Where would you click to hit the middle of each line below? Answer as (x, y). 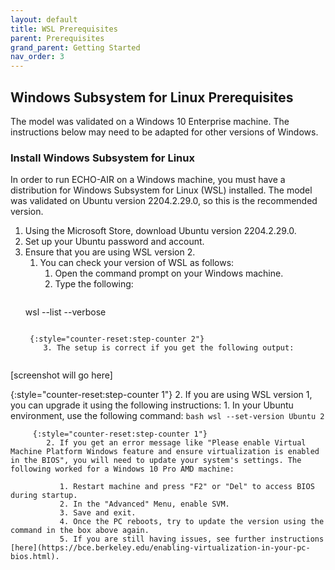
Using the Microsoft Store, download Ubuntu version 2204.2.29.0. (160, 231)
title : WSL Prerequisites (64, 29)
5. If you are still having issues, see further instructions (192, 539)
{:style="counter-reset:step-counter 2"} (117, 339)
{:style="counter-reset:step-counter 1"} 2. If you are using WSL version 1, (161, 395)
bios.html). (35, 557)
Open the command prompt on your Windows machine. (169, 273)
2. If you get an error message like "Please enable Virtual (176, 443)
